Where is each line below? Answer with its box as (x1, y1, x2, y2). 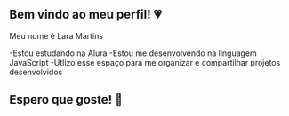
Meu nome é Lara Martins (9, 30, 104, 41)
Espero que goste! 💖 (9, 92, 123, 107)
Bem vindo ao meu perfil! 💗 (9, 7, 163, 22)
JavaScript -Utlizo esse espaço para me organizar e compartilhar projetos (9, 57, 281, 67)
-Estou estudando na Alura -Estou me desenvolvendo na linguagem (9, 48, 258, 58)
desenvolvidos (9, 66, 63, 77)
